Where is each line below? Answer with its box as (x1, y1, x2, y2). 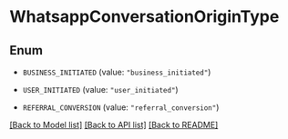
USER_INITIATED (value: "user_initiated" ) (22, 84, 180, 94)
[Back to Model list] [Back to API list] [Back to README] (9, 120, 219, 130)
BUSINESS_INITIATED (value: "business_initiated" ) (22, 66, 211, 77)
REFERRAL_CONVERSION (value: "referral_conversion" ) (22, 102, 220, 113)
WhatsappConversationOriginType (9, 6, 280, 27)
